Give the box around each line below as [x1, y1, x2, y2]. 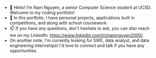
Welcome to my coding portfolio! [9, 10, 75, 15]
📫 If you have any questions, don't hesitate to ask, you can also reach [9, 26, 150, 31]
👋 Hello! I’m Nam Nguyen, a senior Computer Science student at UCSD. [9, 5, 152, 10]
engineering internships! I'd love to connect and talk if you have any [9, 43, 145, 48]
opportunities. [9, 48, 38, 53]
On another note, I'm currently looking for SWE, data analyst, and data [9, 38, 150, 43]
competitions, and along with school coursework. [9, 20, 108, 26]
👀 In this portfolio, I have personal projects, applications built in [9, 15, 135, 20]
